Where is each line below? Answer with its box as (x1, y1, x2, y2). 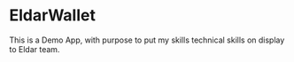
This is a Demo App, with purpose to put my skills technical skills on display (9, 35, 285, 45)
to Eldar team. (9, 43, 60, 54)
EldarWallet (9, 5, 96, 26)
